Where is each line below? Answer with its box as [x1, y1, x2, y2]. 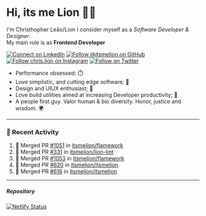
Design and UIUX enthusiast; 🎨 [15, 84, 93, 92]
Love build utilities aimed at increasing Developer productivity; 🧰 [15, 91, 178, 99]
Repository [6, 187, 36, 195]
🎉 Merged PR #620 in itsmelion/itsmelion [15, 162, 118, 169]
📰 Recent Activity [6, 128, 59, 136]
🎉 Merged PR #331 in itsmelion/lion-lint [15, 148, 113, 155]
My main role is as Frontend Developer [6, 39, 105, 46]
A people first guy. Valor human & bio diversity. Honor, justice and [15, 97, 181, 105]
